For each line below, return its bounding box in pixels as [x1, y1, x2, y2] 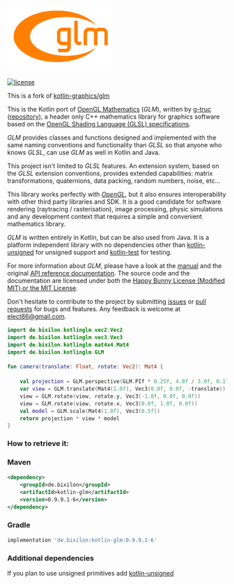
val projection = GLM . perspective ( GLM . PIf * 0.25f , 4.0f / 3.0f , [19, 378, 214, 385]
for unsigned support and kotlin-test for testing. [35, 248, 172, 256]
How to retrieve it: [7, 439, 70, 449]
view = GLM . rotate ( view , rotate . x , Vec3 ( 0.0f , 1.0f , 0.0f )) [19, 400, 198, 407]
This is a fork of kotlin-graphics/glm [7, 91, 110, 100]
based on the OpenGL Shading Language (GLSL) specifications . [7, 120, 192, 128]
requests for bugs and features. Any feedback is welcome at [7, 305, 181, 313]
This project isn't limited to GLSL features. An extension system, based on [7, 162, 219, 170]
